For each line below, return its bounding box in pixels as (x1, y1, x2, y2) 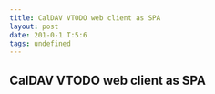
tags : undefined (9, 38, 71, 48)
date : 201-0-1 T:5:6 (9, 30, 88, 39)
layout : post (9, 22, 59, 31)
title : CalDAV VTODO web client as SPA (9, 13, 161, 23)
